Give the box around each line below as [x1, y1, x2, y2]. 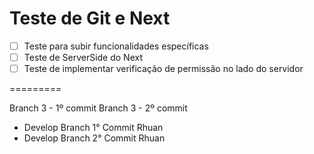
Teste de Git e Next [9, 7, 171, 30]
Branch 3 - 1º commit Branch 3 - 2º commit [9, 102, 188, 114]
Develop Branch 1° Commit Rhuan [23, 122, 164, 134]
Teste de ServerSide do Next [23, 52, 143, 63]
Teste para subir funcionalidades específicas [23, 40, 209, 52]
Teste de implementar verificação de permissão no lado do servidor [23, 63, 304, 75]
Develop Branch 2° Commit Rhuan [23, 132, 166, 144]
